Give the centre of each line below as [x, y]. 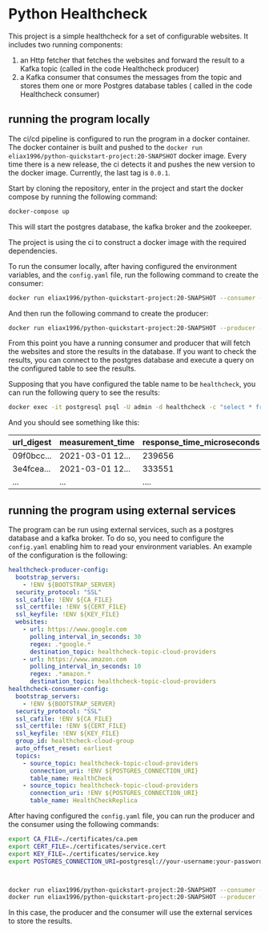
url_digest [32, 443]
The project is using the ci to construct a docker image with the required [127, 242]
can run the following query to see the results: [84, 392]
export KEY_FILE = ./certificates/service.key [84, 854]
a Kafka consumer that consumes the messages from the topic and [131, 77]
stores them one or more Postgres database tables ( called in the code [136, 86]
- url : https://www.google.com [75, 629]
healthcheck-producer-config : [59, 570]
